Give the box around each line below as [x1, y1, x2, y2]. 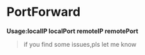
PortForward [6, 4, 81, 20]
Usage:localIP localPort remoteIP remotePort [6, 27, 139, 35]
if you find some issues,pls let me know [23, 40, 137, 48]
